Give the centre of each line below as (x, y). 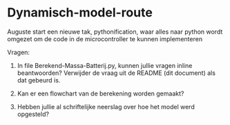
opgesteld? (33, 114)
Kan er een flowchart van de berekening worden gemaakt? (100, 93)
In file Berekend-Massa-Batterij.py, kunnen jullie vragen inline (105, 65)
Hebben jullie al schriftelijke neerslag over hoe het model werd (106, 106)
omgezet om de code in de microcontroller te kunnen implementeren (105, 38)
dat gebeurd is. (39, 80)
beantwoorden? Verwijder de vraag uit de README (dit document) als (116, 73)
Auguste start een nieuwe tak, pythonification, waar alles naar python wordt (115, 32)
